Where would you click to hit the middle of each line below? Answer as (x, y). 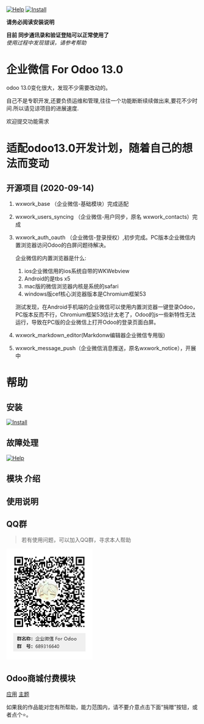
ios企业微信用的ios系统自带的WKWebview (77, 271)
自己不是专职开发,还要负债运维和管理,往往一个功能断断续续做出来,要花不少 (100, 100)
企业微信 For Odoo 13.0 (65, 70)
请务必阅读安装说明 (30, 22)
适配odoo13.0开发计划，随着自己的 (94, 148)
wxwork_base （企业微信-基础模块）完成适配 (72, 203)
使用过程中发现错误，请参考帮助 (46, 42)
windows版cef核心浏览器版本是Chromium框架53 (85, 294)
